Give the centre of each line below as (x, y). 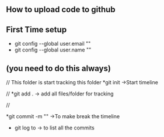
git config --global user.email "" (53, 44)
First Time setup (36, 30)
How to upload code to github (61, 10)
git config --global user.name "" (53, 50)
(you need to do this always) (58, 68)
